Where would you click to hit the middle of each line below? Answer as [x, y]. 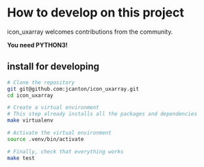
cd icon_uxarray [30, 95]
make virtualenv [30, 121]
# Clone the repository [41, 82]
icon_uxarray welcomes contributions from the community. [90, 32]
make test [21, 158]
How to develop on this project [96, 13]
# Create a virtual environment [53, 108]
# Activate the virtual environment [59, 133]
